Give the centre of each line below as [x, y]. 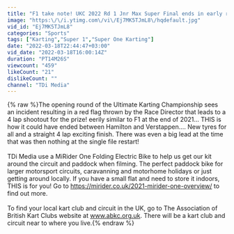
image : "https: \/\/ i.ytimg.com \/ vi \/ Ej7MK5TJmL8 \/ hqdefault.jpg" [104, 20]
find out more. [28, 194]
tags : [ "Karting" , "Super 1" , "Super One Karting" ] [81, 40]
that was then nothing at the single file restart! [73, 142]
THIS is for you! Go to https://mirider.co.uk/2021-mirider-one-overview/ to [114, 186]
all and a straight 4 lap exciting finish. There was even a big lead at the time [116, 134]
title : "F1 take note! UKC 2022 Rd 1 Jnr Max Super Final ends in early [115, 14]
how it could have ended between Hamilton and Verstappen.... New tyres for [117, 127]
